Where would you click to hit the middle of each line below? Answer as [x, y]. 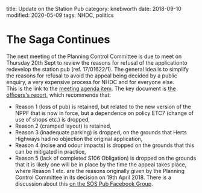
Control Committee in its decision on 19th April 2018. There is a [93, 177]
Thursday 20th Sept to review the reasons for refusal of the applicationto [97, 62]
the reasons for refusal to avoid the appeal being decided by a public [92, 76]
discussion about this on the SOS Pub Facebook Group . [84, 183]
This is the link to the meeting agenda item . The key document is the [91, 88]
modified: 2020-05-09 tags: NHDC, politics [60, 15]
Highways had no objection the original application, [79, 139]
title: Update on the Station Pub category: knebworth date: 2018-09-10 [94, 9]
